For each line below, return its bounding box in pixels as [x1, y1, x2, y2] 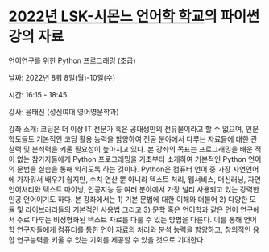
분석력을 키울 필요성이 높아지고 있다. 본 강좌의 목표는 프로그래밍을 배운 [31, 144, 254, 154]
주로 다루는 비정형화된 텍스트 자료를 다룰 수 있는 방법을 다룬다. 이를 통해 [16, 214, 242, 224]
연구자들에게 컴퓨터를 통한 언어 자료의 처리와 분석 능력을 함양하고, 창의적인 [16, 225, 251, 234]
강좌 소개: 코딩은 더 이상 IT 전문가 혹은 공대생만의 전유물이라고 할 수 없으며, [8, 124, 244, 134]
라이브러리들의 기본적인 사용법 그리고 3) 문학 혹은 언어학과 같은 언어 [25, 204, 239, 214]
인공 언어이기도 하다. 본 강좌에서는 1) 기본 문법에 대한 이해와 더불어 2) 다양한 [8, 194, 248, 204]
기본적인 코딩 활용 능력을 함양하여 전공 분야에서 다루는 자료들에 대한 [35, 134, 250, 143]
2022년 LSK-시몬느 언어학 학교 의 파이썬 [8, 7, 260, 26]
